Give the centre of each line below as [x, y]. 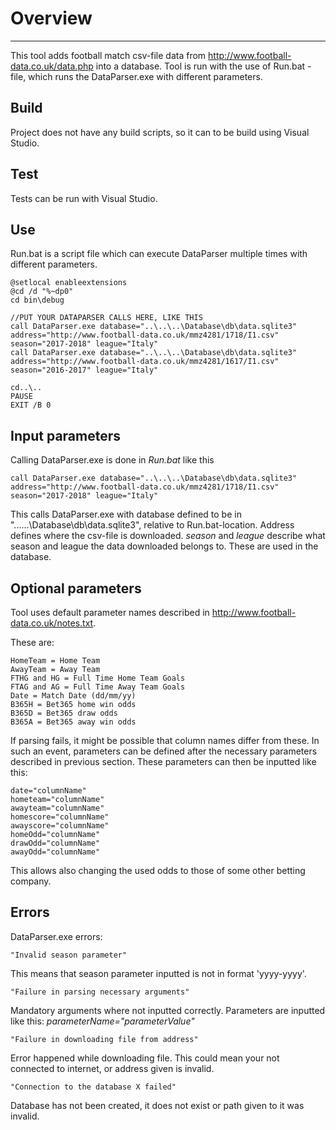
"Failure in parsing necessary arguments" [100, 992]
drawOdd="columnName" [55, 843]
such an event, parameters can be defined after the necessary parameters [164, 751]
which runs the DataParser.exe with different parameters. [145, 76]
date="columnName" [48, 791]
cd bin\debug [37, 300]
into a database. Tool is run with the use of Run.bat [200, 66]
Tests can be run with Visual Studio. [84, 198]
